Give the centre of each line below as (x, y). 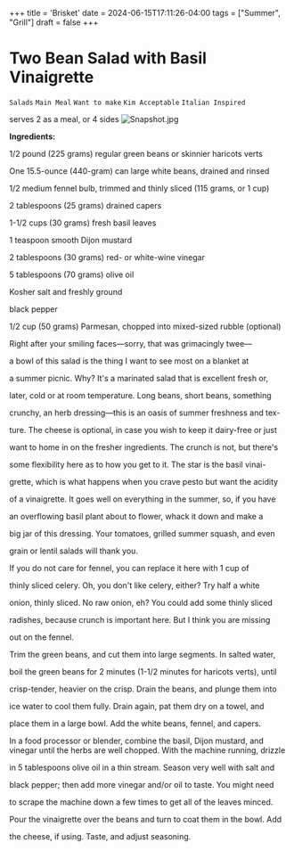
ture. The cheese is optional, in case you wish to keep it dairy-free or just (143, 430)
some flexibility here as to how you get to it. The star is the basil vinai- (138, 464)
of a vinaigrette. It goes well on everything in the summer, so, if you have (143, 499)
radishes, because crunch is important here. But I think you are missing (140, 619)
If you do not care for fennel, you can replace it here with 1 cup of (129, 568)
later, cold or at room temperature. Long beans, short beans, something (140, 395)
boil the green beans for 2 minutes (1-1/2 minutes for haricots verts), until (143, 671)
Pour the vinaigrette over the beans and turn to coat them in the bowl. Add (146, 819)
